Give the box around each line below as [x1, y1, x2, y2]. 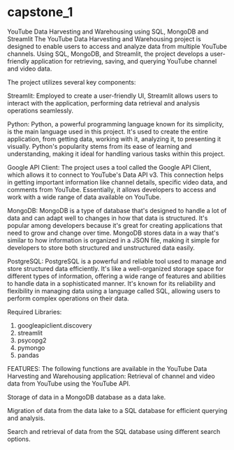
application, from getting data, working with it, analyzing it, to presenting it [7, 134, 221, 143]
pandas [17, 351, 40, 359]
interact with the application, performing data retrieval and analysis [7, 99, 200, 107]
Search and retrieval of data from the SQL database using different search [7, 427, 221, 435]
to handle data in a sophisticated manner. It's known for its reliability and [7, 279, 216, 287]
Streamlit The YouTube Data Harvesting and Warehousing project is [7, 34, 201, 43]
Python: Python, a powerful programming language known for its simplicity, [7, 119, 224, 128]
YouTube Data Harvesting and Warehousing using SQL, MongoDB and [7, 27, 209, 36]
